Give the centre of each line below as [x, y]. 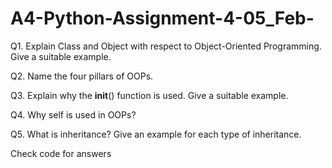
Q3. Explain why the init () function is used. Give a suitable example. [149, 95]
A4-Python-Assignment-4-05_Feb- [162, 18]
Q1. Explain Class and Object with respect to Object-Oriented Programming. [166, 46]
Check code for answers [61, 153]
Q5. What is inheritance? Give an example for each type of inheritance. [156, 134]
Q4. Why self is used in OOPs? [73, 114]
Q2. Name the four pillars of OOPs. [82, 76]
